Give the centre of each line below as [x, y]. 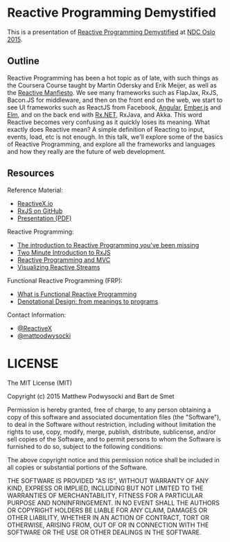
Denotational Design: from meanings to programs [88, 301]
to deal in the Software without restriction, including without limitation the [112, 424]
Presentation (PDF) [44, 218]
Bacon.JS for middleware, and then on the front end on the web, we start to [115, 100]
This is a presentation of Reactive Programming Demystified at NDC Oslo [112, 32]
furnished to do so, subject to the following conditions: [85, 446]
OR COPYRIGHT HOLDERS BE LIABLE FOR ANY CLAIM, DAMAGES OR [107, 510]
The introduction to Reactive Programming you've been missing [108, 245]
